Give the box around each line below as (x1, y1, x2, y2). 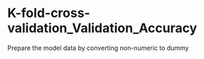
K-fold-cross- (7, 5, 90, 21)
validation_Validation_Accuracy (7, 20, 198, 36)
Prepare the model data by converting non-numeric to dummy (7, 43, 189, 52)
